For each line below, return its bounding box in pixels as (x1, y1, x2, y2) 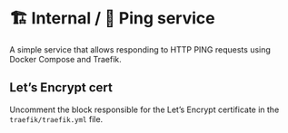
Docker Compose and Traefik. (9, 53, 123, 64)
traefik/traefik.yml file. (9, 113, 104, 124)
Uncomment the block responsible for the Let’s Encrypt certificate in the (9, 104, 280, 115)
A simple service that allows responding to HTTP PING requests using (9, 43, 271, 55)
